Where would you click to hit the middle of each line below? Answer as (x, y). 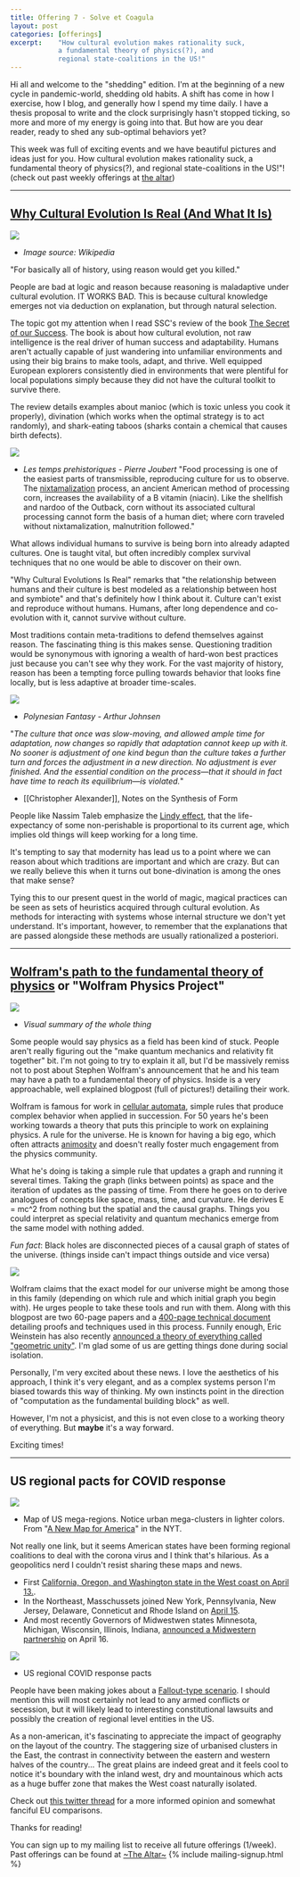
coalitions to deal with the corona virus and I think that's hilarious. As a (140, 1556)
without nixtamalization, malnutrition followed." (109, 526)
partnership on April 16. (66, 1640)
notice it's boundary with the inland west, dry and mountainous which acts (146, 1774)
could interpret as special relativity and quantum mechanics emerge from (145, 1218)
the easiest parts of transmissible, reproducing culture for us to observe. (156, 478)
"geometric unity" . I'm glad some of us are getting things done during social (149, 1345)
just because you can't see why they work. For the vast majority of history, (147, 663)
